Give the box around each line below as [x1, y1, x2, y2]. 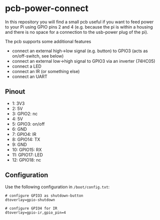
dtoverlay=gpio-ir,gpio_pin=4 [5, 210, 66, 215]
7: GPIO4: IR [12, 131, 36, 137]
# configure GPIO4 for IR [5, 206, 57, 211]
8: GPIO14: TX [12, 136, 40, 142]
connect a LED [12, 63, 42, 69]
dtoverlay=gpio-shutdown [5, 197, 55, 202]
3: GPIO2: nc [12, 111, 38, 117]
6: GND [12, 126, 27, 132]
